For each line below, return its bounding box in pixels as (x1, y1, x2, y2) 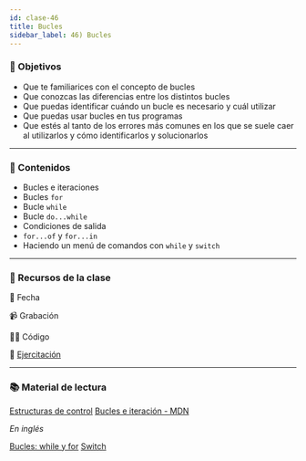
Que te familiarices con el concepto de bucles (22, 81, 196, 92)
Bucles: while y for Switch (9, 440, 107, 452)
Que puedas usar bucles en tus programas (22, 110, 183, 121)
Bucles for (22, 191, 64, 202)
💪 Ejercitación (9, 349, 62, 361)
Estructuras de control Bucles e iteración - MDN (9, 405, 189, 416)
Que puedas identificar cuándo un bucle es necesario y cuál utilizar (22, 100, 276, 111)
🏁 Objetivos (9, 60, 62, 73)
